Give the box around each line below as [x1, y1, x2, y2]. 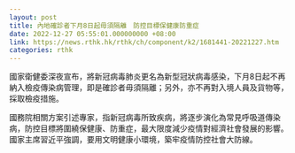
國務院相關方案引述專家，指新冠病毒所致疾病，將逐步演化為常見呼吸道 [9, 112, 266, 123]
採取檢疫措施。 [9, 94, 64, 104]
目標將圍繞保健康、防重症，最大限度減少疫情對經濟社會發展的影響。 [39, 123, 289, 134]
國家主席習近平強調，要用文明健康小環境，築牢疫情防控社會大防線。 [9, 134, 258, 145]
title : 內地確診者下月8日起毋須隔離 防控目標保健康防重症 [9, 21, 199, 30]
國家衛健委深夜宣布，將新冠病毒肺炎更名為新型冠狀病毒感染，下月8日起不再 [9, 72, 286, 82]
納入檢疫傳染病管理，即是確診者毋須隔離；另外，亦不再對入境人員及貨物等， [9, 82, 289, 93]
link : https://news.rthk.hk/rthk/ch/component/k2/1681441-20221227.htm [9, 37, 279, 47]
